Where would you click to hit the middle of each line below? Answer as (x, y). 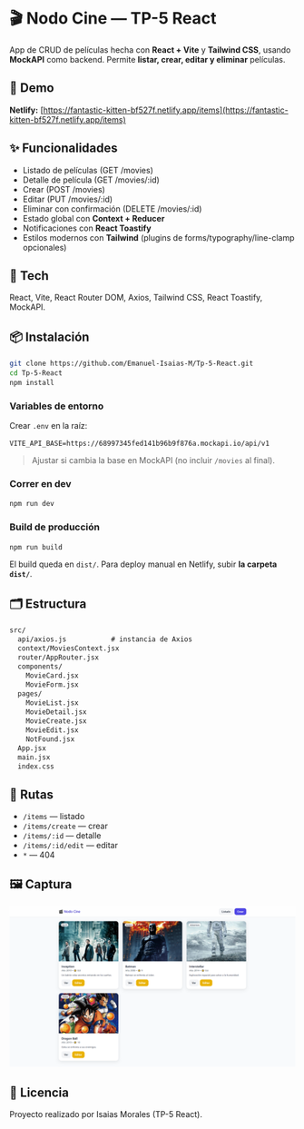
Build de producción (55, 527)
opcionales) (44, 247)
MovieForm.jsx (52, 685)
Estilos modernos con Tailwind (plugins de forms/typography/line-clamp (158, 237)
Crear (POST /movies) (64, 189)
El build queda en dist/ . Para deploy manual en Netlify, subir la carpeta (143, 564)
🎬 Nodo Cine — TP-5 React (113, 19)
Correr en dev (40, 484)
